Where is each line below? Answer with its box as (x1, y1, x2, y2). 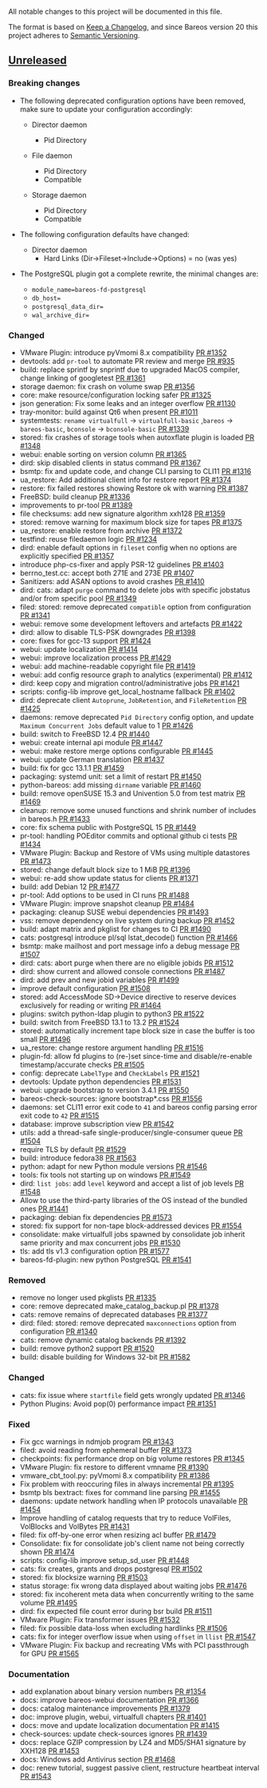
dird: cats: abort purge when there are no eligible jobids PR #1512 (19, 957, 234, 968)
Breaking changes (8, 77, 80, 89)
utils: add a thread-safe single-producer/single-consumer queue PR (19, 1127, 243, 1137)
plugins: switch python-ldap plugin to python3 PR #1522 (19, 1008, 205, 1018)
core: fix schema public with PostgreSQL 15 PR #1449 (19, 822, 197, 832)
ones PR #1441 (19, 1204, 69, 1214)
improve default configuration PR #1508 (19, 983, 151, 993)
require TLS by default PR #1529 (19, 1144, 127, 1154)
